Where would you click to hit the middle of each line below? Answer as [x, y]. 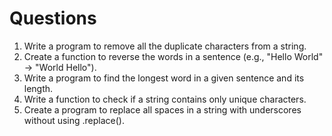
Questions [53, 18]
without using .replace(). [74, 120]
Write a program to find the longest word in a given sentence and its [164, 78]
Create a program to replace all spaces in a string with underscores [162, 109]
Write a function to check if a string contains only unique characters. [165, 99]
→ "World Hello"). [60, 67]
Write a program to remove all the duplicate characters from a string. [165, 46]
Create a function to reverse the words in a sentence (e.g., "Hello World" [173, 56]
